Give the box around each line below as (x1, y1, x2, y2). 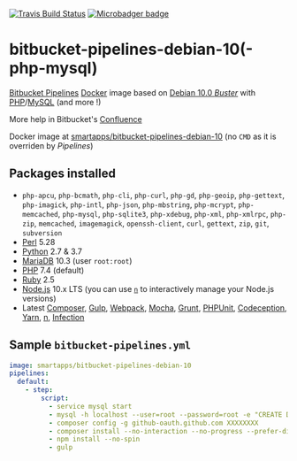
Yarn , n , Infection (21, 311, 85, 322)
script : (41, 394, 69, 403)
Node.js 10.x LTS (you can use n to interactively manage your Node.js (21, 283, 275, 294)
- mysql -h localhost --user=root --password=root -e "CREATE (48, 410, 283, 419)
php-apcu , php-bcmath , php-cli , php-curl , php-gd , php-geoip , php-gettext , (21, 189, 286, 200)
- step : (25, 386, 53, 395)
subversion (21, 228, 63, 238)
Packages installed (9, 166, 117, 181)
